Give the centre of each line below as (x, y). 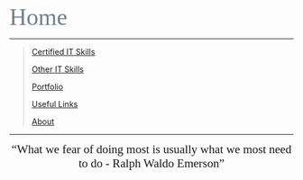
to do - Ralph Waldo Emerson (148, 163)
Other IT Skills (57, 69)
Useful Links (55, 104)
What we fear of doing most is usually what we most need (154, 149)
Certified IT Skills (63, 52)
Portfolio (47, 86)
